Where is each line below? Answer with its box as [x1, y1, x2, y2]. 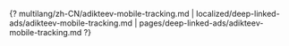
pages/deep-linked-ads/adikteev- [139, 18, 264, 28]
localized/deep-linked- [196, 9, 280, 19]
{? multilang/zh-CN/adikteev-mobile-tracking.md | [9, 9, 195, 19]
